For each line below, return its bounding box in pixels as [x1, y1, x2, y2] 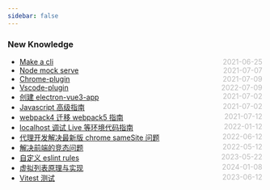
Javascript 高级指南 [19, 102, 86, 112]
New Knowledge [7, 38, 74, 49]
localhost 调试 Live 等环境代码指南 [19, 122, 134, 132]
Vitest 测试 [19, 173, 56, 183]
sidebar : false [7, 11, 59, 20]
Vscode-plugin [19, 82, 70, 92]
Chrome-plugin [19, 74, 70, 83]
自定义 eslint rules [19, 153, 80, 163]
